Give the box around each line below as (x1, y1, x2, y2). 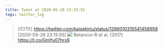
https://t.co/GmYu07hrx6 (17, 37, 70, 43)
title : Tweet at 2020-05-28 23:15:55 (5, 7, 85, 12)
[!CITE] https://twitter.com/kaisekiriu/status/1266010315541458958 (17, 25, 158, 31)
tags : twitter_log (5, 12, 44, 17)
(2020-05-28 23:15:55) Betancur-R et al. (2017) (17, 31, 123, 37)
